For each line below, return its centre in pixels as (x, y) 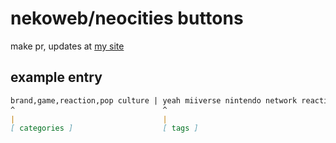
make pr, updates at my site (67, 46)
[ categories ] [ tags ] (104, 128)
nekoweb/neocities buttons (127, 18)
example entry (56, 77)
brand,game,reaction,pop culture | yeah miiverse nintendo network (154, 100)
